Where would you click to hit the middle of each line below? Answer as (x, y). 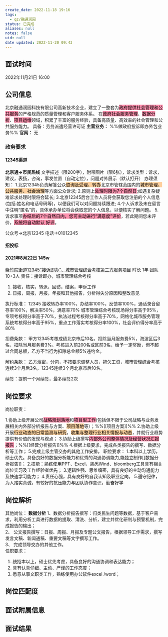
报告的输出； (22, 525)
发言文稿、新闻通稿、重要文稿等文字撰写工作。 (53, 538)
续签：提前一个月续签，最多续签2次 (42, 379)
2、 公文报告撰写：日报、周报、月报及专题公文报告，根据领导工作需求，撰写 (84, 532)
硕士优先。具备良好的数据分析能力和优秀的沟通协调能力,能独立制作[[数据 (80, 458)
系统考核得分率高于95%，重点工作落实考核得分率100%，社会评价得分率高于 (84, 323)
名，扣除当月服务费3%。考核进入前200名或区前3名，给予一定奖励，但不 (80, 345)
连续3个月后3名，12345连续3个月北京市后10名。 (55, 368)
